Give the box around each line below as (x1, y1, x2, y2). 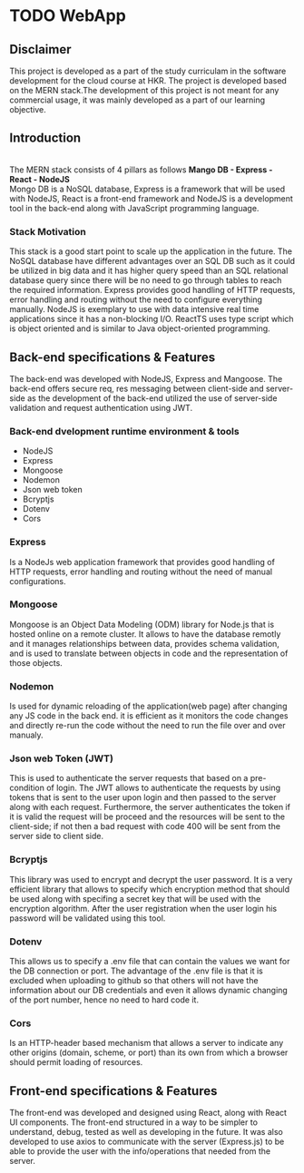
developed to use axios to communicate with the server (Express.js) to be (9, 1136, 285, 1148)
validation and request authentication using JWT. (9, 402, 193, 413)
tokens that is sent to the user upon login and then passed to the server (9, 792, 277, 803)
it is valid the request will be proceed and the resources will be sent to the (9, 811, 286, 822)
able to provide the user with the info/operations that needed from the (9, 1146, 270, 1157)
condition (9, 782, 45, 794)
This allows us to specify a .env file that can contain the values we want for (9, 956, 290, 966)
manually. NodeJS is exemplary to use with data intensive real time (9, 304, 260, 315)
